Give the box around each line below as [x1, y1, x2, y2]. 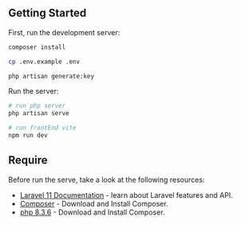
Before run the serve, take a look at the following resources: [8, 175, 205, 184]
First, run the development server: [8, 27, 120, 37]
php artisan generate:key [8, 72, 94, 80]
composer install [8, 43, 66, 51]
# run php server [8, 102, 66, 110]
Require [8, 154, 48, 167]
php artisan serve [8, 110, 69, 118]
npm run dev [8, 131, 48, 139]
